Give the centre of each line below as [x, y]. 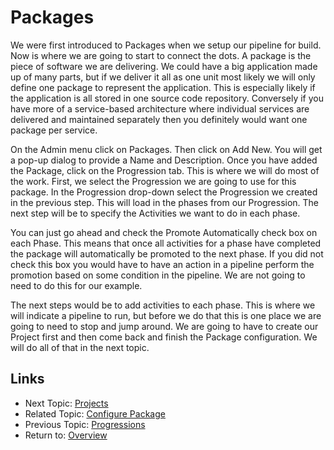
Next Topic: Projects [66, 403]
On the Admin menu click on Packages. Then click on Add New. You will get [166, 149]
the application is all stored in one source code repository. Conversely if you [167, 98]
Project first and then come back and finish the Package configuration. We [164, 337]
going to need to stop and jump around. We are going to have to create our [164, 326]
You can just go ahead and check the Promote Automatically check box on [164, 232]
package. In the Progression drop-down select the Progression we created [164, 192]
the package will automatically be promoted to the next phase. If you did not [167, 253]
